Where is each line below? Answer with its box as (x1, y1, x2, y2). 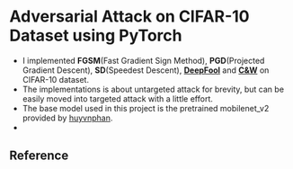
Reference (9, 148, 69, 164)
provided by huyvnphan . (22, 112, 113, 123)
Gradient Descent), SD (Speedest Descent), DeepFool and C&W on (22, 65, 270, 76)
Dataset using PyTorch (9, 25, 182, 46)
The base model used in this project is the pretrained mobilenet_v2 (22, 102, 270, 113)
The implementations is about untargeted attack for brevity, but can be (22, 84, 285, 94)
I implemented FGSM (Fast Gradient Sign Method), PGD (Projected (22, 55, 265, 66)
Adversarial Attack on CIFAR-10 (9, 6, 250, 27)
